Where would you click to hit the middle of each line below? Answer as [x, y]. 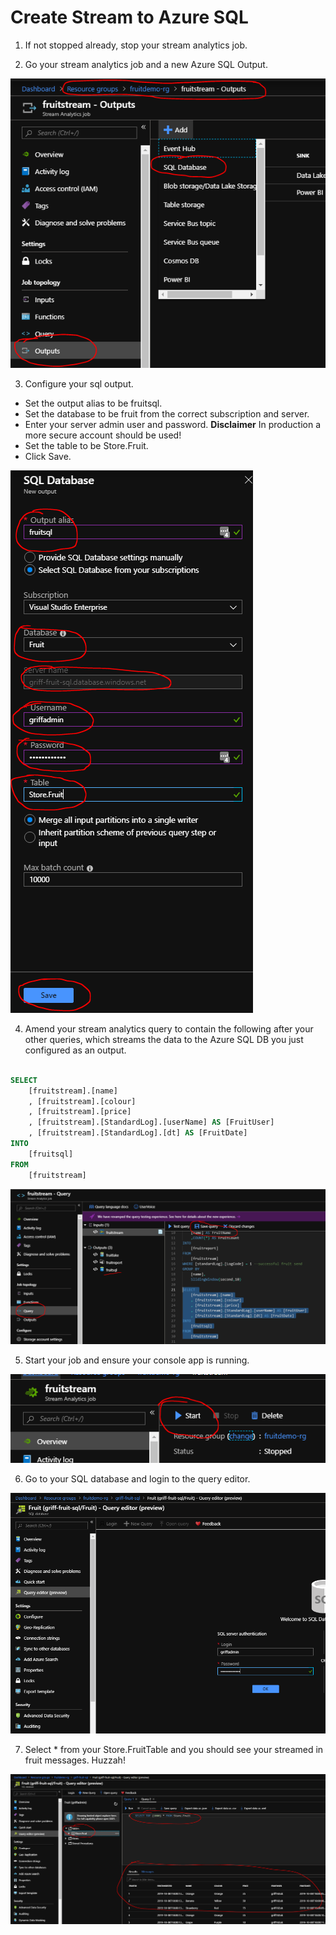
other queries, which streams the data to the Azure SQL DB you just [164, 1039]
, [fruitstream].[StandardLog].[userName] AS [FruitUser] [151, 1122]
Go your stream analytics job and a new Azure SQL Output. [146, 64]
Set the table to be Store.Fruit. [86, 445]
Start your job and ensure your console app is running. [137, 1360]
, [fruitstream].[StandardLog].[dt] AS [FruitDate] [138, 1133]
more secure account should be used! [103, 435]
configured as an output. [75, 1050]
